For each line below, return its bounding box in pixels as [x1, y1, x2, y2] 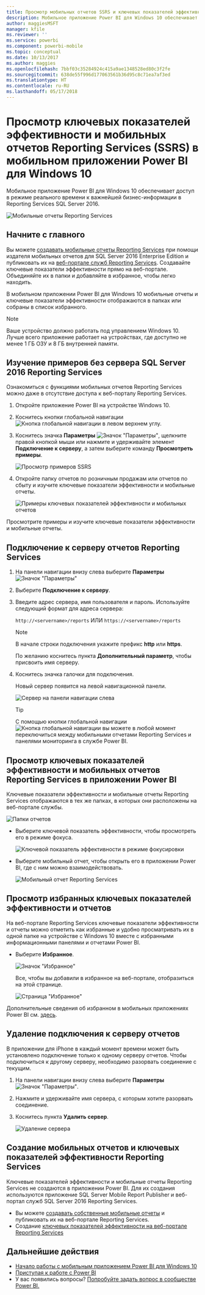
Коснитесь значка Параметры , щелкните [15, 432, 187, 439]
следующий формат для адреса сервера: [15, 605, 124, 612]
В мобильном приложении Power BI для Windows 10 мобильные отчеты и [6, 290, 198, 297]
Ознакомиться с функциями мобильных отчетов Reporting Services [6, 383, 182, 391]
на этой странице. [15, 981, 63, 988]
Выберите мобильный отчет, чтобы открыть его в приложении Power [15, 857, 196, 865]
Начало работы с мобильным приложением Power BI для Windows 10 [15, 1263, 197, 1270]
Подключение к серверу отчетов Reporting [6, 542, 180, 553]
